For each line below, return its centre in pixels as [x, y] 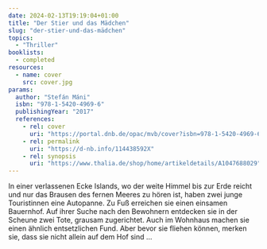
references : [35, 119]
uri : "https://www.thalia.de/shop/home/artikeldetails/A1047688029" [145, 164]
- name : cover [39, 75]
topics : [21, 38]
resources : [26, 68]
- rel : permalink [51, 141]
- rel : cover [44, 126]
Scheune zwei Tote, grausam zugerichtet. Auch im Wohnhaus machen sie [129, 220]
